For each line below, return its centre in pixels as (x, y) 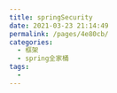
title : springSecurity (51, 17)
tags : (19, 67)
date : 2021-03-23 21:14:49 (59, 26)
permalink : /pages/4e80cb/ (59, 34)
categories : (31, 42)
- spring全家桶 (43, 58)
